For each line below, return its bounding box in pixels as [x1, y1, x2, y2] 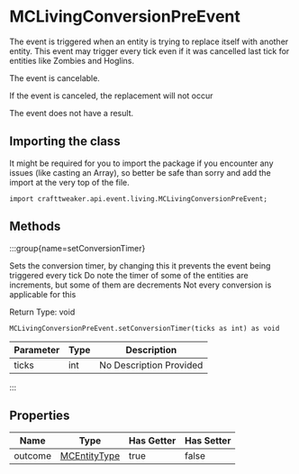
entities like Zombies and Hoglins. [9, 55, 135, 66]
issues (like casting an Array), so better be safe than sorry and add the [9, 167, 272, 178]
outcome [14, 450, 52, 462]
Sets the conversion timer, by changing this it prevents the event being [9, 260, 271, 271]
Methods [9, 219, 61, 234]
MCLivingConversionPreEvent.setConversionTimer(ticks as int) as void [9, 324, 280, 333]
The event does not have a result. [9, 107, 133, 118]
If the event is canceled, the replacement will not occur [9, 90, 213, 101]
